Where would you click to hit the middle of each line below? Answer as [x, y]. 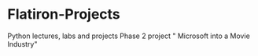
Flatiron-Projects [64, 14]
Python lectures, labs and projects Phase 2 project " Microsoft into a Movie [129, 36]
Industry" [22, 44]
